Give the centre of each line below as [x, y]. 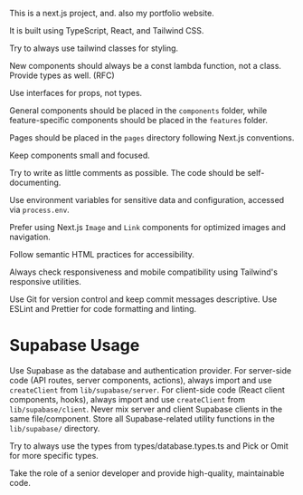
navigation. [30, 237]
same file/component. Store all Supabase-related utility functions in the [142, 418]
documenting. [35, 182]
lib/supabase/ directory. [55, 428]
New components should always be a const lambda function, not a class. [146, 66]
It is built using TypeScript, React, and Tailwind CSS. [107, 30]
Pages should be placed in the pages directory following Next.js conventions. [152, 138]
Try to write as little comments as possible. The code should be [128, 173]
